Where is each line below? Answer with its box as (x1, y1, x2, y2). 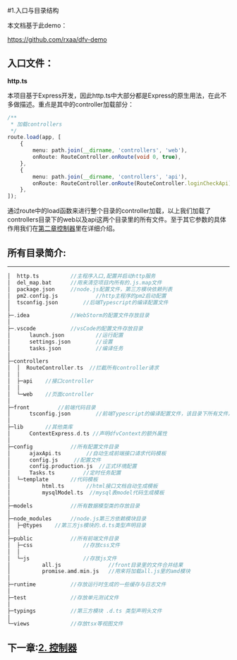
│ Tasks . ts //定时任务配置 (7, 469, 121, 476)
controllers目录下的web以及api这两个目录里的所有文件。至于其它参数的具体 (7, 215, 227, 224)
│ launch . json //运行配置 (7, 331, 123, 339)
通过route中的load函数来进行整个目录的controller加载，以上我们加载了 (7, 207, 212, 215)
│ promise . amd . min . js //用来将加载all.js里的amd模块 (7, 568, 190, 575)
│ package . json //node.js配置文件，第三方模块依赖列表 (7, 285, 173, 293)
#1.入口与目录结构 (7, 6, 59, 14)
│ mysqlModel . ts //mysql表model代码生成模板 (7, 489, 164, 496)
